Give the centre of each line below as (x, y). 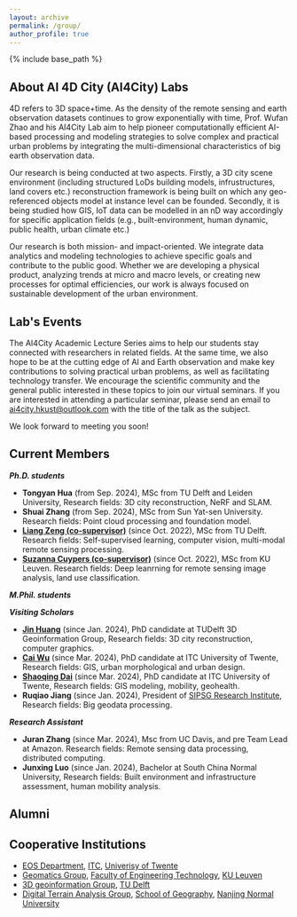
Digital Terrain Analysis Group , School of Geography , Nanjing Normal (148, 894)
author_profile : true (49, 34)
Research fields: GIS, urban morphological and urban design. (133, 667)
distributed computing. (63, 758)
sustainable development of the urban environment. (104, 294)
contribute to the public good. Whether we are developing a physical (134, 265)
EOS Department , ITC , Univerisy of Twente (100, 866)
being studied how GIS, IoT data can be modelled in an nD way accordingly (146, 210)
